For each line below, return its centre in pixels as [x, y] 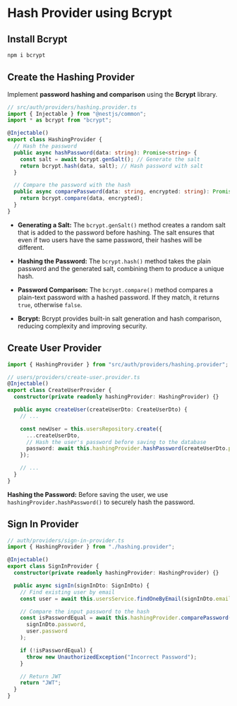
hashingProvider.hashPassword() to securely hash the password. [101, 502]
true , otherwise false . [50, 304]
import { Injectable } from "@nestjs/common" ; [77, 114]
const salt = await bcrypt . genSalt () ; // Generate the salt [110, 159]
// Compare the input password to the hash [85, 611]
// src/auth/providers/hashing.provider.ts [72, 107]
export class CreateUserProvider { [60, 390]
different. [31, 247]
